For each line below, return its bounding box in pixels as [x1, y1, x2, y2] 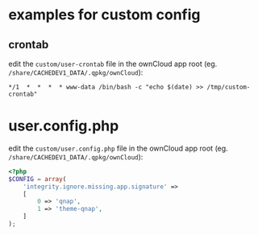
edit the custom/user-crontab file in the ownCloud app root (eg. [8, 59, 218, 68]
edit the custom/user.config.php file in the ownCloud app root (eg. [8, 143, 228, 153]
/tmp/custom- [206, 83, 251, 91]
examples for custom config [8, 6, 201, 24]
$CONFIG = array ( [8, 175, 67, 183]
